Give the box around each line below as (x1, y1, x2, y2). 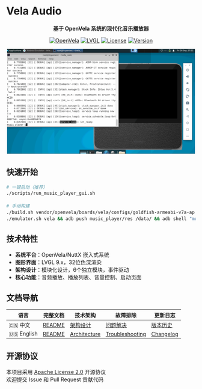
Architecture (70, 330, 101, 337)
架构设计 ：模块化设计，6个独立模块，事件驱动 (14, 266, 129, 273)
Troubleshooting (105, 330, 146, 337)
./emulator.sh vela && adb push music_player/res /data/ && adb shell (6, 215, 187, 222)
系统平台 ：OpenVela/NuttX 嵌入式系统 (14, 251, 109, 258)
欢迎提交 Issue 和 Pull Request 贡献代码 (6, 376, 104, 383)
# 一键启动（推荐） (6, 184, 48, 190)
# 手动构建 (6, 203, 30, 209)
